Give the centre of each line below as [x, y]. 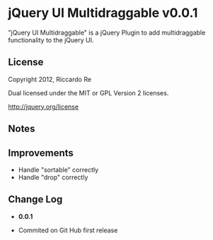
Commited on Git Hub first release [68, 230]
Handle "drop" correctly [53, 177]
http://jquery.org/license [44, 107]
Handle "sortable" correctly [58, 169]
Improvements [41, 153]
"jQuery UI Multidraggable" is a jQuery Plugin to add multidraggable [107, 32]
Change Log [35, 199]
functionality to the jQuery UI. [51, 40]
